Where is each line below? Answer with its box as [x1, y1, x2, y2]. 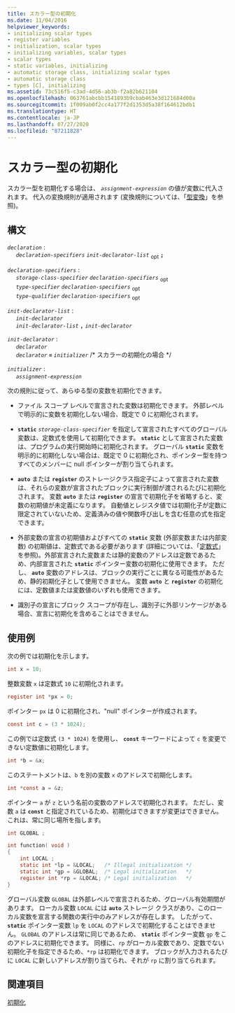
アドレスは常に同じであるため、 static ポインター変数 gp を [48, 930, 221, 938]
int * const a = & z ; [7, 784, 64, 791]
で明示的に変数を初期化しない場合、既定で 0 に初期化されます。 [17, 410, 203, 418]
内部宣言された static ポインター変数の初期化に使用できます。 [29, 560, 211, 568]
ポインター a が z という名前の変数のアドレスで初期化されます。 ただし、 [7, 798, 218, 807]
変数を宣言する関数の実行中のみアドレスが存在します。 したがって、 [19, 912, 217, 921]
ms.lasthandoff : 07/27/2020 [7, 120, 90, 128]
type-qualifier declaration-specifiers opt [15, 292, 141, 302]
